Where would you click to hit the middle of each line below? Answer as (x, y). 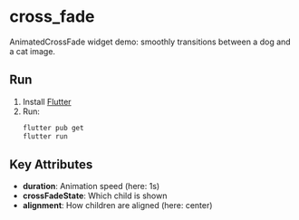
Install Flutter (47, 101)
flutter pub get (53, 128)
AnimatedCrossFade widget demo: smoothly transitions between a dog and (150, 42)
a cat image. (33, 51)
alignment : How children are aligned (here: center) (117, 206)
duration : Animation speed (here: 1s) (91, 187)
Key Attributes (51, 164)
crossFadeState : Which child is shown (95, 196)
